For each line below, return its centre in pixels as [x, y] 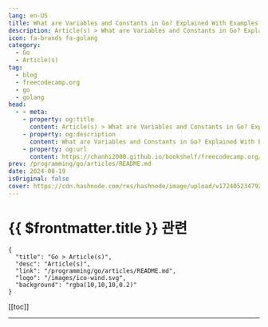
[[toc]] [19, 306]
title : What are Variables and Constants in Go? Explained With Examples [134, 23]
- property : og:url [55, 149]
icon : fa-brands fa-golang [53, 38]
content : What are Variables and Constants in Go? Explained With [142, 142]
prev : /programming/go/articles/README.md [80, 164]
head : [17, 104]
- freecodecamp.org [48, 82]
